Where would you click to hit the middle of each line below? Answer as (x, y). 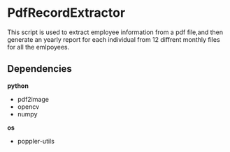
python (18, 86)
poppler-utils (36, 141)
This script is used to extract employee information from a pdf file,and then (115, 32)
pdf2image (33, 99)
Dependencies (39, 69)
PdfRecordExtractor (66, 13)
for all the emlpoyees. (38, 47)
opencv (28, 107)
